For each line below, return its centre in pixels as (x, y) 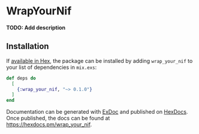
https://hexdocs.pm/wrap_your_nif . (49, 124)
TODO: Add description (36, 28)
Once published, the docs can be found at (58, 118)
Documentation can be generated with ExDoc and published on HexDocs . (97, 112)
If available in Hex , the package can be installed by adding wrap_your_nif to (99, 60)
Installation (28, 46)
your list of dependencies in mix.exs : (52, 67)
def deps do (21, 78)
